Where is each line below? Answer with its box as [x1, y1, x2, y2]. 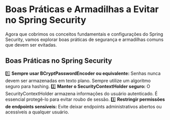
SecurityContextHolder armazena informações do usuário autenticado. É [5, 90, 158, 97]
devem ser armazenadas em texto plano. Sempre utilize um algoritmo [5, 77, 151, 84]
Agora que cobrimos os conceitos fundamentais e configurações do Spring [5, 31, 163, 37]
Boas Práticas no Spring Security [5, 57, 112, 65]
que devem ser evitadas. [5, 42, 57, 48]
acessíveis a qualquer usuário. [5, 109, 69, 115]
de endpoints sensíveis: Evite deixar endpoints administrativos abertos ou [5, 103, 162, 109]
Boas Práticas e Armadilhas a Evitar [5, 4, 159, 15]
